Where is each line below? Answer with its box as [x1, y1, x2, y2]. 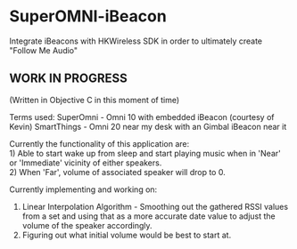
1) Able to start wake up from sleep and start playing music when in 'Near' [9, 148, 281, 158]
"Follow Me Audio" [9, 44, 78, 55]
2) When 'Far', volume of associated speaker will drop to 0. [9, 166, 226, 177]
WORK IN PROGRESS [9, 71, 128, 86]
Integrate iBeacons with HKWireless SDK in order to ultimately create [9, 36, 263, 46]
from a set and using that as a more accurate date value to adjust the [21, 211, 276, 221]
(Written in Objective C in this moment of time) [9, 94, 180, 105]
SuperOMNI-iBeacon [9, 6, 167, 27]
